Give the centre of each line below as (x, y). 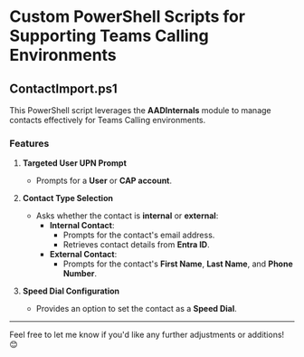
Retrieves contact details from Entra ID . (136, 245)
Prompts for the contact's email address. (139, 235)
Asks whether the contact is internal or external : (127, 216)
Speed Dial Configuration (71, 291)
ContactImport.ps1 (63, 88)
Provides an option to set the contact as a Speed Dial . (136, 309)
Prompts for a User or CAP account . (104, 181)
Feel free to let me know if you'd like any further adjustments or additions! (147, 335)
